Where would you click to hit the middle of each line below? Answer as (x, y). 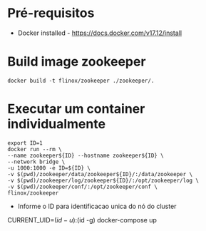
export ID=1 (25, 143)
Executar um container (76, 109)
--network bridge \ (36, 162)
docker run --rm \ (35, 149)
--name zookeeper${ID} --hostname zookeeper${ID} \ (86, 155)
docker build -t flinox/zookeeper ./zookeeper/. (81, 81)
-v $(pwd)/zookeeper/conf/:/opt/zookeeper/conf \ (83, 187)
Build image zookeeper (77, 62)
